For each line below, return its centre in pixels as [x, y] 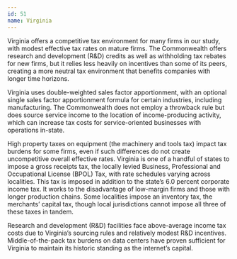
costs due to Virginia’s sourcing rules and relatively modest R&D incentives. [117, 233]
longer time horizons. [38, 78]
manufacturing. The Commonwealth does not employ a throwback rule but [116, 107]
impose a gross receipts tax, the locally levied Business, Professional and [114, 166]
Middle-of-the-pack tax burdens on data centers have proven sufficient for [116, 240]
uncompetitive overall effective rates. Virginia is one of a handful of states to [118, 159]
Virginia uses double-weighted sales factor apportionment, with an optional [117, 92]
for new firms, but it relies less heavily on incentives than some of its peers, [117, 63]
